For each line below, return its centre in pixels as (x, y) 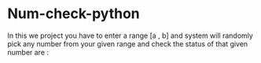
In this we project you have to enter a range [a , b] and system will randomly (130, 35)
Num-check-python (74, 14)
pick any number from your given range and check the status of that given (128, 43)
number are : (28, 52)
